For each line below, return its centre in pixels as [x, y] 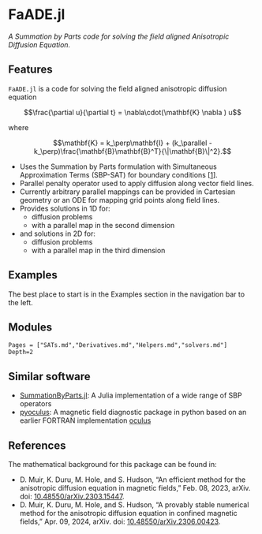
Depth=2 [21, 353]
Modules [30, 327]
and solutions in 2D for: [58, 233]
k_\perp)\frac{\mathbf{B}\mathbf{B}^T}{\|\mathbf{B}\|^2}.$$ [133, 151]
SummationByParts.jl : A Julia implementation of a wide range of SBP [131, 395]
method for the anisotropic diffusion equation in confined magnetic [129, 513]
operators [36, 404]
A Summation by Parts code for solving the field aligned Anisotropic [119, 36]
